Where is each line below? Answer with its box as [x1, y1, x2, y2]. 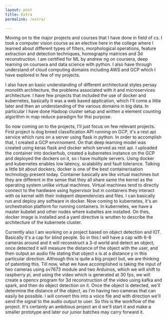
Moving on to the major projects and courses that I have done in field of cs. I [5, 35, 162, 41]
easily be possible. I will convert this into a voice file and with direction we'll [5, 293, 161, 299]
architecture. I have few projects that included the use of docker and [5, 92, 146, 98]
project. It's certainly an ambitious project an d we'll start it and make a [5, 304, 151, 310]
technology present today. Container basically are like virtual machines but [5, 172, 159, 178]
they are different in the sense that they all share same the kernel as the [5, 177, 153, 183]
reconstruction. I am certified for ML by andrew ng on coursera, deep [5, 56, 148, 62]
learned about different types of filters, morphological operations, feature [5, 46, 156, 52]
